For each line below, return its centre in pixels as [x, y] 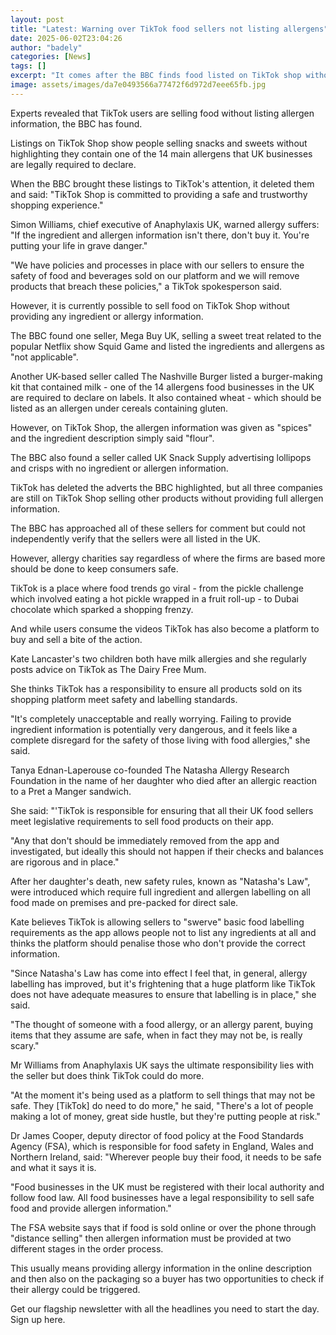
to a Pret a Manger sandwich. [71, 791]
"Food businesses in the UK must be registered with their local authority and [167, 1187]
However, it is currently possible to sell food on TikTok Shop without [150, 305]
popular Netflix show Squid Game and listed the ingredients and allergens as [167, 346]
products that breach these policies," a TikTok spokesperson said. [146, 286]
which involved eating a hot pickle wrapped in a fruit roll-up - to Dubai [154, 598]
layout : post [37, 19]
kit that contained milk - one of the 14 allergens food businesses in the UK [162, 387]
